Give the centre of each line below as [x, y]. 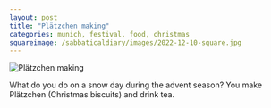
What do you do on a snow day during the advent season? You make [135, 85]
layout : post [34, 17]
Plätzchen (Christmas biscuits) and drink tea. [92, 95]
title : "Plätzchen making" [59, 26]
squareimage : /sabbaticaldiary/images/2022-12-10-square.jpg [126, 42]
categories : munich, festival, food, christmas [100, 34]
